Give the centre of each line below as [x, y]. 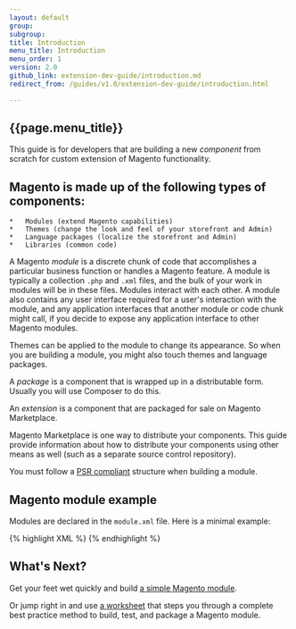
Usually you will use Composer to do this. [86, 391]
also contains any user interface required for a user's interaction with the [143, 299]
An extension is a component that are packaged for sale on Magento [135, 408]
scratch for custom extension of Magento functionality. [110, 159]
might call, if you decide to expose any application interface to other [135, 319]
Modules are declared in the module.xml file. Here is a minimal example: [140, 521]
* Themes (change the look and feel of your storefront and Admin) [141, 230]
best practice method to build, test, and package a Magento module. [135, 615]
